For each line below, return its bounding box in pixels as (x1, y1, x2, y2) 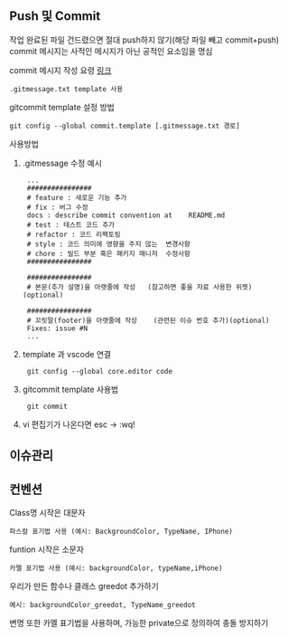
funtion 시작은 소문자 (9, 544, 84, 555)
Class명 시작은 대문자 (9, 508, 86, 518)
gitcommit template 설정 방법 (9, 101, 115, 112)
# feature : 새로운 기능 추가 (26, 193, 127, 202)
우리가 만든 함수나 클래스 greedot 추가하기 (9, 581, 160, 592)
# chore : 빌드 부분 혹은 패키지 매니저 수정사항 (26, 249, 191, 258)
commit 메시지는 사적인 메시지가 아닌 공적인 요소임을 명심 (9, 45, 213, 56)
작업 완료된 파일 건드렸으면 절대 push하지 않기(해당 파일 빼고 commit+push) (9, 34, 280, 45)
